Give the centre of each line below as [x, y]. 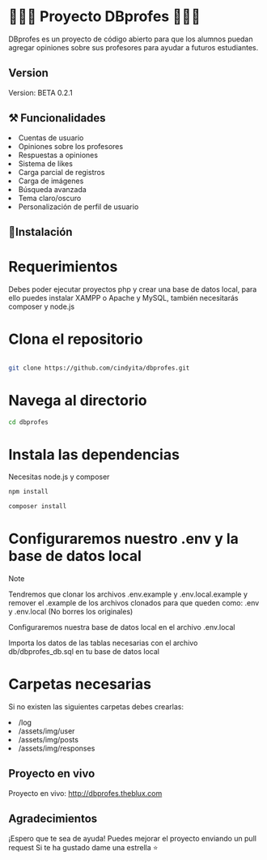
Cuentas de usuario [51, 138]
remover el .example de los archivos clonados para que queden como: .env [134, 603]
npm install [28, 492]
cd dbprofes [28, 422]
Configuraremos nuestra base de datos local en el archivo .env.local [122, 627]
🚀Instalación [40, 231]
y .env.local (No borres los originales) [71, 612]
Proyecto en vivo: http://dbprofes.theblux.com [85, 793]
